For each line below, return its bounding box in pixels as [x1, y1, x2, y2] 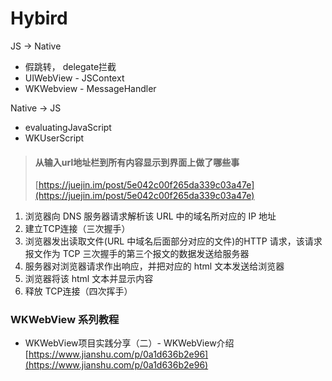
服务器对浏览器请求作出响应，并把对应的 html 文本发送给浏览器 [24, 260, 285, 272]
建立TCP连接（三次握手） [24, 223, 131, 235]
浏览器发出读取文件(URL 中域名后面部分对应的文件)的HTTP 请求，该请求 [24, 235, 323, 247]
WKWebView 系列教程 [10, 313, 120, 327]
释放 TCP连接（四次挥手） [24, 285, 133, 297]
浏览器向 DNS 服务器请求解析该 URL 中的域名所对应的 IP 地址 [24, 210, 277, 222]
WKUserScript [24, 132, 85, 144]
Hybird [10, 7, 68, 30]
